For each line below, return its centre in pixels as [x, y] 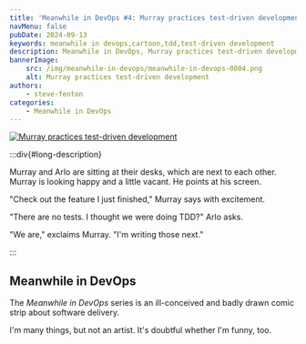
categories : [32, 102]
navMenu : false [38, 26]
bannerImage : [34, 60]
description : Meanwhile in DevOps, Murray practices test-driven [136, 52]
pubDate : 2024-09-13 [49, 35]
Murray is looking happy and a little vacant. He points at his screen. [136, 182]
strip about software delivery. [65, 313]
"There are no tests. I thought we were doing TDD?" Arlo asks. [127, 217]
